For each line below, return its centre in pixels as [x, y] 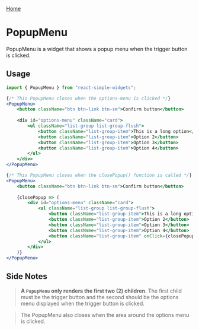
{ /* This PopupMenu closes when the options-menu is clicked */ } [88, 98]
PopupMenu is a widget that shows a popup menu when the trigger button [97, 49]
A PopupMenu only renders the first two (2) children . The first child [101, 291]
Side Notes [27, 276]
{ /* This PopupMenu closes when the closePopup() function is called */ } [99, 175]
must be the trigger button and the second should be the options [99, 297]
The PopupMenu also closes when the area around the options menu [105, 315]
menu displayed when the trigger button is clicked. [83, 303]
